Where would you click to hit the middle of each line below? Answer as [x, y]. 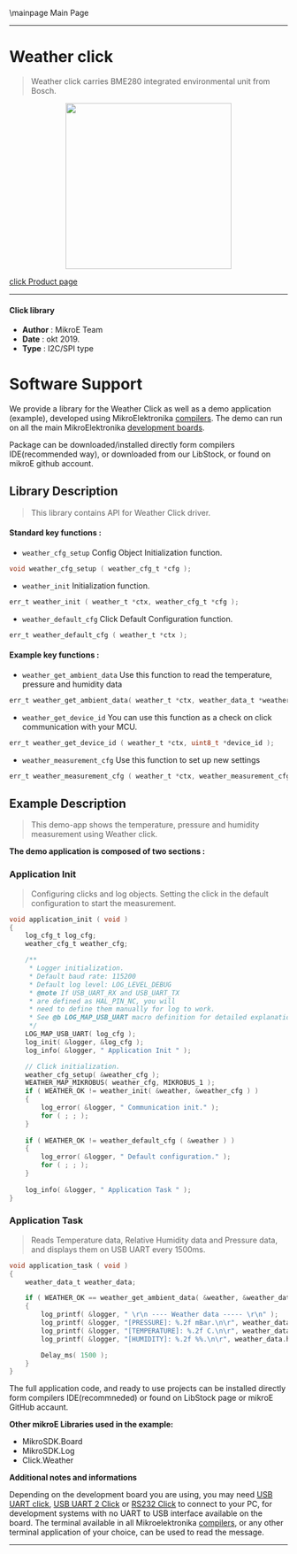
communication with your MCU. [80, 727]
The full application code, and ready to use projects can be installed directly [148, 1389]
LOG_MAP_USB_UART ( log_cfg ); [81, 1035]
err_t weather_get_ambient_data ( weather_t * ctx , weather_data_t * [136, 700]
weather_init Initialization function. [86, 585]
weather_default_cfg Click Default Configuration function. [127, 619]
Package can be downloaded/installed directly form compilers [122, 445]
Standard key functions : [55, 533]
